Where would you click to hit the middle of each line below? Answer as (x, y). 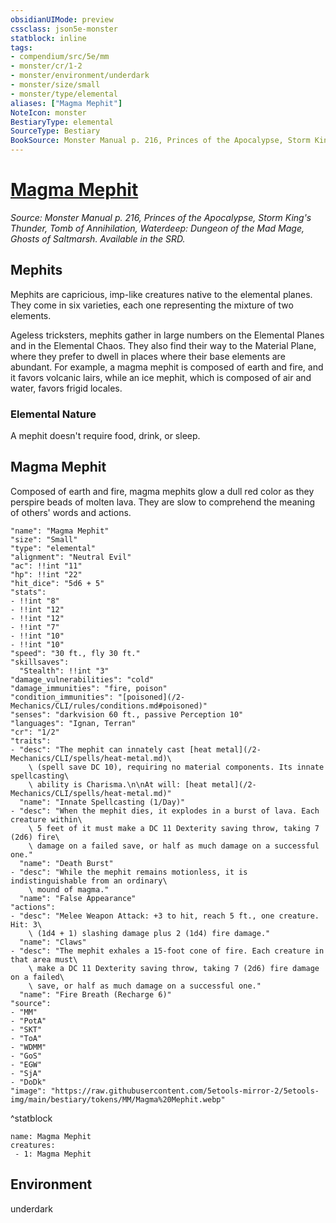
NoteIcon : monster (48, 112)
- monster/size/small (55, 85)
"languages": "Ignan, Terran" (73, 723)
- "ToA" (26, 1038)
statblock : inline (48, 38)
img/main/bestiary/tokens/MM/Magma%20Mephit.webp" (118, 1099)
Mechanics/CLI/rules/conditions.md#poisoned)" (109, 706)
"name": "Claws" (53, 942)
